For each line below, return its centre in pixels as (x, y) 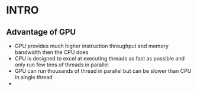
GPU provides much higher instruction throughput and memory (91, 46)
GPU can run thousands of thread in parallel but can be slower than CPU (103, 71)
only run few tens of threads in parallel (62, 65)
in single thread (34, 77)
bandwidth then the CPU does (51, 52)
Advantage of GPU (41, 32)
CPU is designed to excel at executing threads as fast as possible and (100, 58)
